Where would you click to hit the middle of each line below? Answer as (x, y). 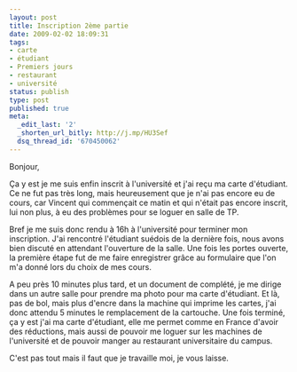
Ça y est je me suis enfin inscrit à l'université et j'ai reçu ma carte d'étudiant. (148, 184)
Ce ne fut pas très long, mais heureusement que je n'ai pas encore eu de (142, 193)
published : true (39, 108)
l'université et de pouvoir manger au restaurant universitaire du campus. (141, 340)
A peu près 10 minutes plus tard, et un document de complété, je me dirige (145, 284)
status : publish (39, 91)
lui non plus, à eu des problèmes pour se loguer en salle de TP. (124, 212)
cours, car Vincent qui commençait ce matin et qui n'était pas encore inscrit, (148, 202)
